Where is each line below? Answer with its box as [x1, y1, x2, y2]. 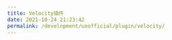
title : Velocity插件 [7, 9, 64, 17]
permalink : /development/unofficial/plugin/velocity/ [7, 22, 166, 29]
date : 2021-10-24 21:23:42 [7, 16, 85, 23]
